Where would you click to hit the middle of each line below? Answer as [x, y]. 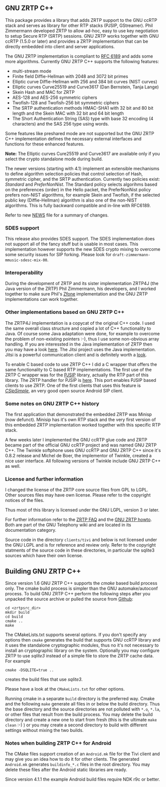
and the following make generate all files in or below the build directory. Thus [83, 704]
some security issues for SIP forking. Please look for [59, 255]
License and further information [44, 479]
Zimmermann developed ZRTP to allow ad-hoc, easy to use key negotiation [82, 31]
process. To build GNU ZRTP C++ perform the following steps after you [78, 594]
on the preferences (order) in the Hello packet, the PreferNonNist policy [78, 189]
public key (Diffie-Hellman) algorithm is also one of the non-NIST [71, 200]
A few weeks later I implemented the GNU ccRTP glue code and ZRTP [76, 440]
